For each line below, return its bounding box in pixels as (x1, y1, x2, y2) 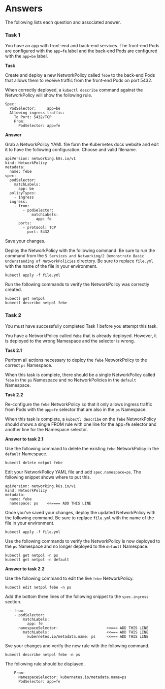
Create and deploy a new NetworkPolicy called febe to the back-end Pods (5, 72, 155, 78)
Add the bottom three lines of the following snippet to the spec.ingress (5, 594, 149, 599)
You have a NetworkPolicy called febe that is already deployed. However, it (5, 333, 157, 339)
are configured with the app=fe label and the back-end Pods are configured (5, 48, 158, 54)
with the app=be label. (5, 53, 48, 59)
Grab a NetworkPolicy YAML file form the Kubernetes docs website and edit (5, 141, 159, 148)
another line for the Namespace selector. (5, 426, 88, 432)
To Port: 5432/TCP (14, 115, 52, 120)
